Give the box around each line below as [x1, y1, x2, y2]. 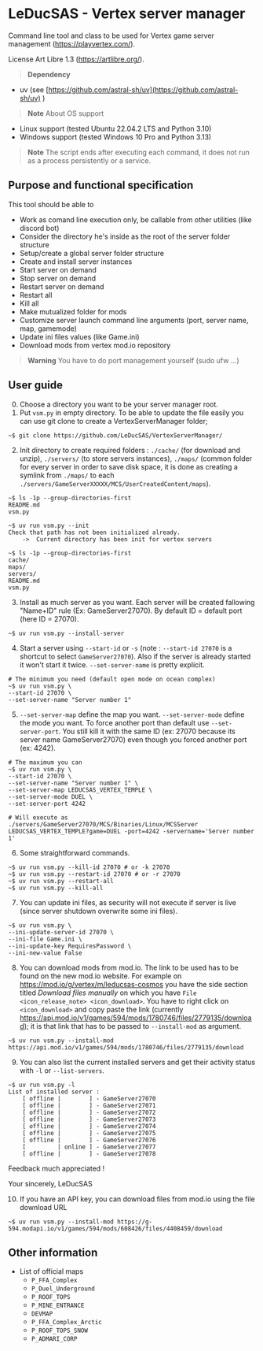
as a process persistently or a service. [27, 155, 152, 165]
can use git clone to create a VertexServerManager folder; [19, 416, 208, 425]
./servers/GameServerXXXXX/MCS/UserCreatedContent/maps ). [19, 478, 211, 488]
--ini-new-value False [8, 948, 82, 957]
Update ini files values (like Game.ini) [19, 332, 140, 341]
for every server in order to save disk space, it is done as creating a [19, 462, 238, 471]
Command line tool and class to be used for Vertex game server [8, 31, 214, 40]
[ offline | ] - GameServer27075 [22, 1129, 156, 1137]
